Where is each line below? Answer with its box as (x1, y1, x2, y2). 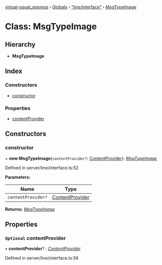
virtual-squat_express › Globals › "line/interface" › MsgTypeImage (5, 4, 137, 10)
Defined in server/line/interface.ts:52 (5, 165, 79, 171)
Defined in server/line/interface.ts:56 (5, 255, 79, 261)
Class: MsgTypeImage (5, 21, 97, 32)
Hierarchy (5, 40, 36, 48)
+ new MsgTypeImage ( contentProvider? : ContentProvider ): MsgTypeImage (5, 155, 157, 161)
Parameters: (5, 174, 31, 180)
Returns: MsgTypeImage (5, 206, 55, 212)
